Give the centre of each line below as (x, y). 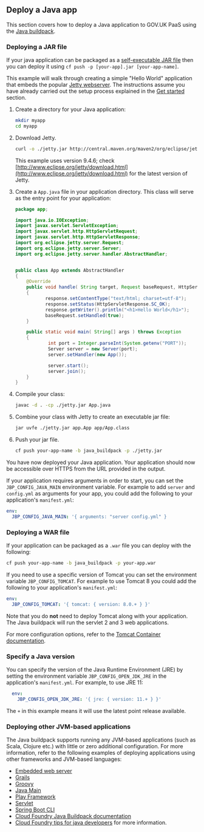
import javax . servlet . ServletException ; (67, 226)
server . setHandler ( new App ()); (87, 355)
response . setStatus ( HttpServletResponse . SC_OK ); (108, 304)
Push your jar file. (37, 440)
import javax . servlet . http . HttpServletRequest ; (76, 231)
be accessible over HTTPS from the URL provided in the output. (86, 469)
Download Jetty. (36, 138)
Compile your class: (40, 394)
